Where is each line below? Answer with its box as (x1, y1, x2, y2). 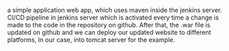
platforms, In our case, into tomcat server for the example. (7, 36, 175, 44)
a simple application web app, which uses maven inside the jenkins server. (7, 6, 223, 14)
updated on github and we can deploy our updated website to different (7, 28, 211, 36)
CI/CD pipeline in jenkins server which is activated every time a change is (7, 13, 219, 22)
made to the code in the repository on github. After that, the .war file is (7, 21, 211, 29)
